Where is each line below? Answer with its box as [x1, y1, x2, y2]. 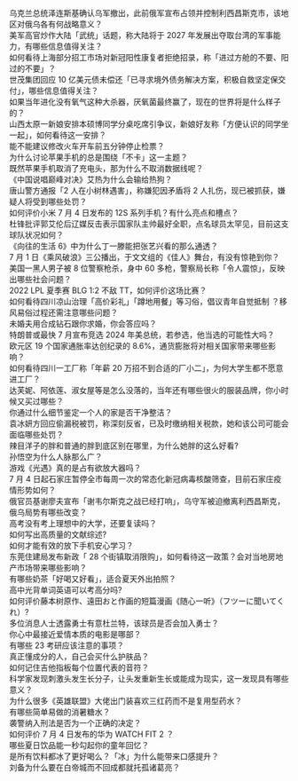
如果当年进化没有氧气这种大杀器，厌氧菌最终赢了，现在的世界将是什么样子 [9, 97, 281, 106]
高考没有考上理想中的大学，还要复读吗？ [9, 518, 157, 528]
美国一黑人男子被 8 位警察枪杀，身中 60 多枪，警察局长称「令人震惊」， [9, 263, 270, 273]
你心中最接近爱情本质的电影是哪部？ [9, 629, 142, 639]
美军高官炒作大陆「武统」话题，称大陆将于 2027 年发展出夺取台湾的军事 [9, 30, 273, 40]
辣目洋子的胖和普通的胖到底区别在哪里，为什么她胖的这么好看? [9, 440, 239, 451]
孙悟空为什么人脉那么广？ [9, 452, 103, 461]
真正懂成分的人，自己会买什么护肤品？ [9, 651, 149, 661]
